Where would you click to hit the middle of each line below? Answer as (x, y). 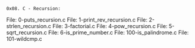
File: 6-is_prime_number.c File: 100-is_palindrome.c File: (118, 32)
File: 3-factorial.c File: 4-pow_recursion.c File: (110, 26)
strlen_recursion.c (29, 26)
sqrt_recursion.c (27, 32)
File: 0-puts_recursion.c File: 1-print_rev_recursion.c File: (77, 20)
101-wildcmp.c (24, 39)
